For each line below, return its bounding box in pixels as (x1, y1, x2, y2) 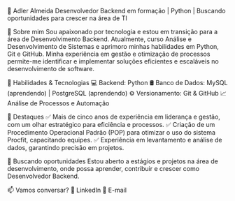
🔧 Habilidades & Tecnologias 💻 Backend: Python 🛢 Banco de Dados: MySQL (7, 79, 228, 87)
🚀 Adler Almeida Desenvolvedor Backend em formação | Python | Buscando (7, 7, 226, 15)
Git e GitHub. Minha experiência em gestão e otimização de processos (7, 50, 211, 58)
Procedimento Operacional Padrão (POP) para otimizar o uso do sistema (7, 128, 215, 136)
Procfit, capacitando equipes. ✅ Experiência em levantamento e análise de (7, 136, 222, 144)
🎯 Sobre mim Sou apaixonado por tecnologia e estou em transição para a (7, 28, 218, 36)
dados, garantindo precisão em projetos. (7, 144, 124, 151)
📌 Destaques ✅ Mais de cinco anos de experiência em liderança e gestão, (7, 112, 220, 121)
